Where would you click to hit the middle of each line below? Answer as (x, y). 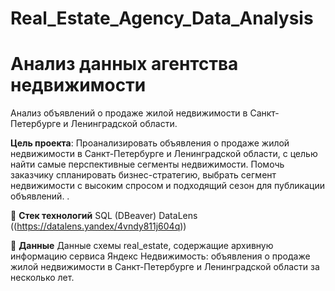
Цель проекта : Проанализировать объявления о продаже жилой (150, 143)
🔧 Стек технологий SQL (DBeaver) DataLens (104, 216)
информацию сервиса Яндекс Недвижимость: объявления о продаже (160, 256)
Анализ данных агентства (124, 64)
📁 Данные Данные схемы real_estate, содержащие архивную (142, 246)
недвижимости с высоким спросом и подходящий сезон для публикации (167, 186)
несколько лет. (42, 278)
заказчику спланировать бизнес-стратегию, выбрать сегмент (143, 175)
